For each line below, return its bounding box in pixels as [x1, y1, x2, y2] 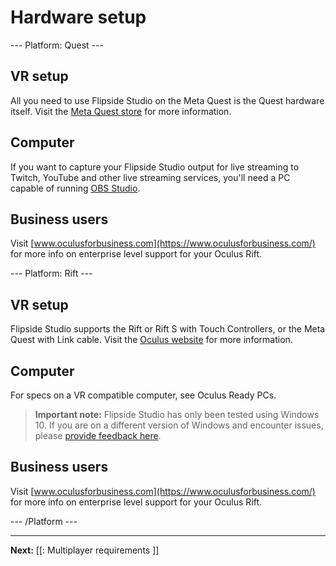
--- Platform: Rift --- [10, 267, 93, 280]
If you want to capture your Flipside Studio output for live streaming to [10, 161, 300, 173]
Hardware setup [10, 6, 147, 29]
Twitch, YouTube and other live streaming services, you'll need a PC [10, 171, 291, 183]
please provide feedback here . [34, 430, 162, 441]
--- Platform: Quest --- [10, 39, 104, 51]
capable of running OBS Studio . [10, 182, 141, 194]
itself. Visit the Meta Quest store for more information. [10, 105, 232, 117]
